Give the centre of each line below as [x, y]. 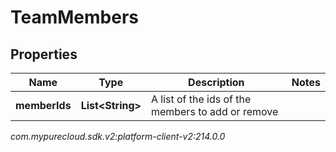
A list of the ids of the [201, 99]
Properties [44, 54]
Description [216, 82]
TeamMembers [74, 17]
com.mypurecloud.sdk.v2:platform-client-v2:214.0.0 [118, 136]
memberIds [43, 105]
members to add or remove [214, 111]
